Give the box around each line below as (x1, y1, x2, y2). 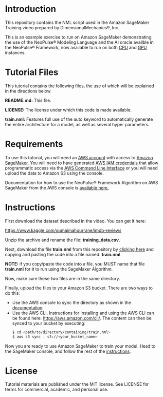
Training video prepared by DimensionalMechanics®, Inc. (5, 24, 120, 30)
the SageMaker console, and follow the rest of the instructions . (5, 348, 131, 354)
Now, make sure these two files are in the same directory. (5, 275, 120, 281)
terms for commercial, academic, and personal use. (5, 386, 109, 393)
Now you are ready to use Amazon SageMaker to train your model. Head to (5, 343, 156, 349)
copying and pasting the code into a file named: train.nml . (5, 251, 122, 257)
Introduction (5, 3, 56, 15)
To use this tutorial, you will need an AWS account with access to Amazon (5, 154, 153, 160)
